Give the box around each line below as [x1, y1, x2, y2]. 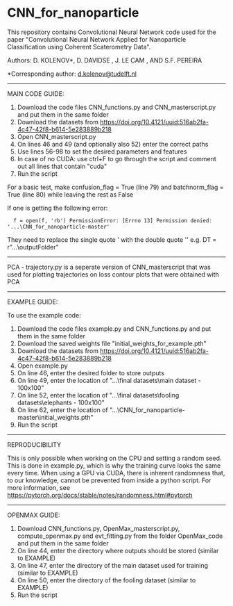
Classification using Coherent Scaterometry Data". [7, 42, 151, 51]
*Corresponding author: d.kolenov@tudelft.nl [7, 69, 137, 78]
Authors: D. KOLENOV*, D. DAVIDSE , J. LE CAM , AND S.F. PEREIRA [7, 56, 202, 64]
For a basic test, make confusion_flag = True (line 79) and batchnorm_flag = [7, 183, 224, 191]
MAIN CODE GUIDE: [7, 89, 64, 98]
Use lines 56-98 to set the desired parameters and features [17, 147, 187, 156]
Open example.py [17, 361, 68, 370]
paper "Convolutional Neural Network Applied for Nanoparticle [7, 35, 187, 43]
